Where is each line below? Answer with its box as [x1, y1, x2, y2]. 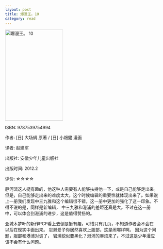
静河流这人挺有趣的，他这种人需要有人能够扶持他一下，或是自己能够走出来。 [5, 186, 158, 192]
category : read [5, 16, 36, 21]
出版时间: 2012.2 [5, 166, 38, 171]
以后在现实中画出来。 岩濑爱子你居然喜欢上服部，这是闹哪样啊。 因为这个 [5, 227, 152, 233]
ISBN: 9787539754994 [5, 125, 51, 131]
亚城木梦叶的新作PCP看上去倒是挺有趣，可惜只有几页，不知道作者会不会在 [5, 221, 154, 227]
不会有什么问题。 [9, 239, 44, 245]
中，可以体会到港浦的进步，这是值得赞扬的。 [5, 211, 95, 216]
